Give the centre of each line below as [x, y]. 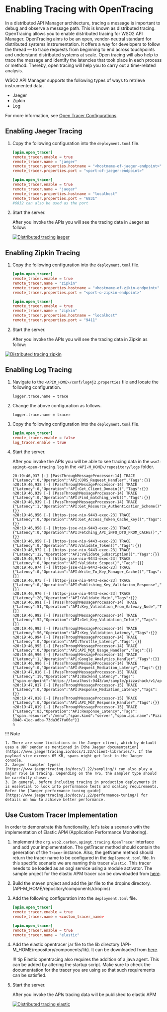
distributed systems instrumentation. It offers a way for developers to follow [83, 44]
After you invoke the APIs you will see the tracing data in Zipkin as [80, 339]
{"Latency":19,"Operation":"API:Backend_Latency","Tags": [74, 676]
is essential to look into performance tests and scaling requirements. [82, 787]
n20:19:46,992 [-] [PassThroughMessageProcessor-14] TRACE [75, 616]
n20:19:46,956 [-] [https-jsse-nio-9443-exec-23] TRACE [71, 515]
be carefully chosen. [28, 778]
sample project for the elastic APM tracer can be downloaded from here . [86, 874]
